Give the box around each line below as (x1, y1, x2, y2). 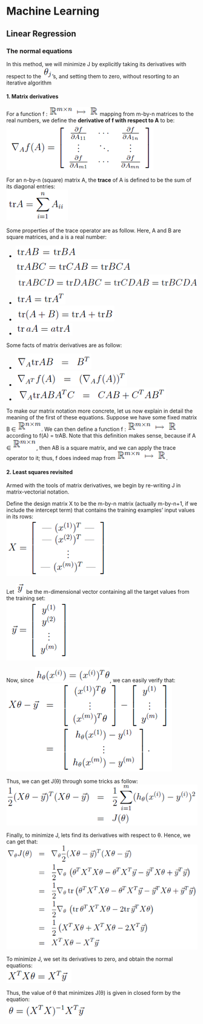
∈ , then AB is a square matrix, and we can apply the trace (6, 444, 176, 451)
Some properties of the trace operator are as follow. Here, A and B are (6, 227, 181, 235)
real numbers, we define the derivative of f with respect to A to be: (6, 117, 175, 124)
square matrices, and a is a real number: (6, 233, 107, 241)
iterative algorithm (6, 79, 52, 86)
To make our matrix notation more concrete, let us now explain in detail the (6, 407, 193, 414)
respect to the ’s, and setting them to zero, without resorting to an (6, 72, 180, 80)
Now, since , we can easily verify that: (6, 676, 176, 684)
